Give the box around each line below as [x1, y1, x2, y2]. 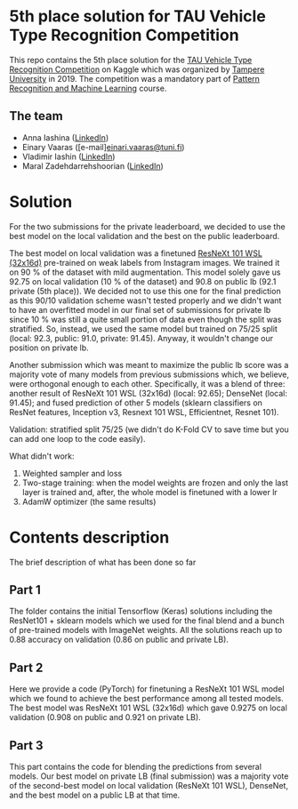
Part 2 [9, 660, 44, 675]
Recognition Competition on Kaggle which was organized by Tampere [9, 64, 265, 75]
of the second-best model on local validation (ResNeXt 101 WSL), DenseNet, [9, 781, 289, 791]
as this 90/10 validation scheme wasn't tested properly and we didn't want [9, 295, 282, 306]
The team [9, 108, 64, 124]
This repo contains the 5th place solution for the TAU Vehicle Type [9, 54, 253, 65]
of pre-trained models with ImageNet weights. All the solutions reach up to [9, 625, 283, 636]
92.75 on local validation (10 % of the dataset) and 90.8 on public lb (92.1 [9, 276, 277, 286]
